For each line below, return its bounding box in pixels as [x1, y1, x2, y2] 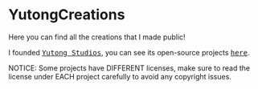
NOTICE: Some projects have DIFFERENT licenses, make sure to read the [8, 63, 251, 73]
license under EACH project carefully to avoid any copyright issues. [8, 71, 231, 81]
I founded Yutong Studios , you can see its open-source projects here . [8, 47, 251, 57]
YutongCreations [8, 6, 125, 24]
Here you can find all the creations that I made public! [8, 32, 186, 42]
